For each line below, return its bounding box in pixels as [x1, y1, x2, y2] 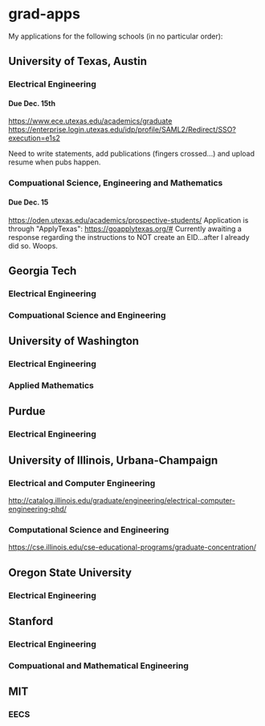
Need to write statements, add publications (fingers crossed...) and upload [8, 149, 255, 159]
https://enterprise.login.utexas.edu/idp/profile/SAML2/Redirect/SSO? [8, 125, 237, 135]
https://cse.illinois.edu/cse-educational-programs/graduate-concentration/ [8, 542, 257, 552]
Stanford [8, 614, 54, 628]
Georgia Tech [8, 264, 77, 278]
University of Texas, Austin [8, 55, 147, 68]
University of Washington [8, 335, 139, 348]
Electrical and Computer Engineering [8, 477, 156, 489]
